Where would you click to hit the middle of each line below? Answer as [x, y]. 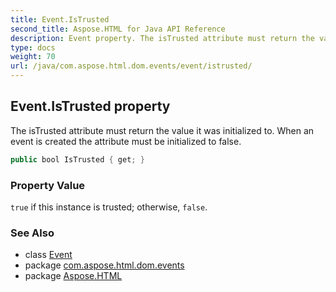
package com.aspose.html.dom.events [104, 265]
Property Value [48, 185]
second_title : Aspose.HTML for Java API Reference [118, 29]
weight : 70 [33, 57]
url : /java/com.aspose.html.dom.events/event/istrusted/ [131, 66]
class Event [48, 255]
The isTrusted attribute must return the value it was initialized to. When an [162, 130]
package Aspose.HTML [73, 276]
